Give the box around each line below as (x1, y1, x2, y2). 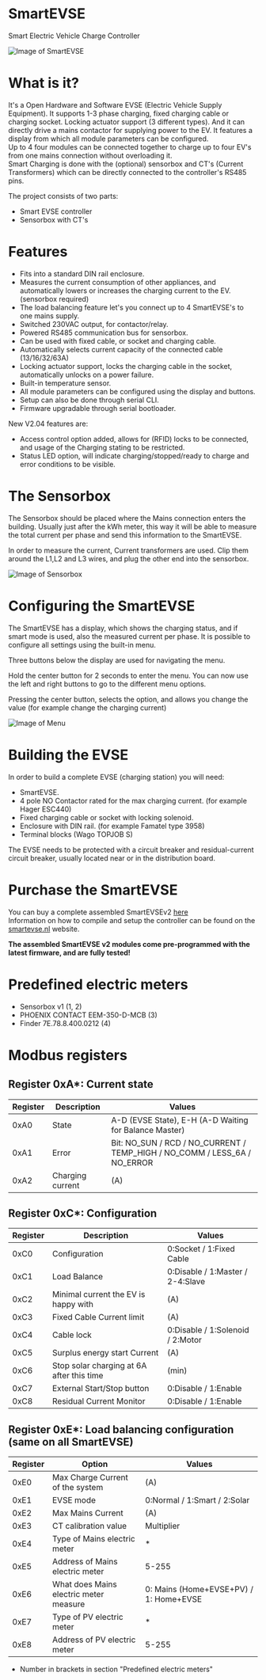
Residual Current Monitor (52, 1396, 146, 1407)
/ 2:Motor (167, 1335, 202, 1346)
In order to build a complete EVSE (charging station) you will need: (8, 772, 225, 781)
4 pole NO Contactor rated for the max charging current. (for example (19, 796, 248, 805)
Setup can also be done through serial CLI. (19, 395, 160, 405)
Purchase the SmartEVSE (8, 880, 178, 899)
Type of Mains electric (52, 1534, 136, 1545)
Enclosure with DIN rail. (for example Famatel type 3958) (19, 821, 205, 830)
